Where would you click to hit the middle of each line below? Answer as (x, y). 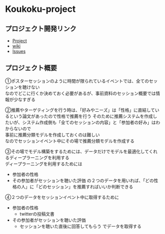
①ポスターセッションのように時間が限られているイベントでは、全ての (77, 81)
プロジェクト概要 (31, 68)
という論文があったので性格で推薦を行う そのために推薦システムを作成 (81, 116)
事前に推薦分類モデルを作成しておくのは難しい (52, 135)
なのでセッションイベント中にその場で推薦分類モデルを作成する (70, 141)
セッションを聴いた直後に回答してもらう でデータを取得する (81, 226)
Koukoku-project (40, 9)
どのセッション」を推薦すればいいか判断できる (86, 187)
